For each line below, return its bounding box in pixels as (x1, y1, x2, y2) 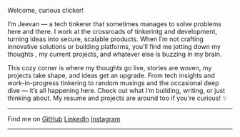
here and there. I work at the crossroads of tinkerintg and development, (7, 28, 218, 35)
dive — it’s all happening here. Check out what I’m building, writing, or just (7, 87, 226, 94)
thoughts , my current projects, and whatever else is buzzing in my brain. (7, 50, 222, 58)
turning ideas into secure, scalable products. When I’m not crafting (7, 35, 204, 43)
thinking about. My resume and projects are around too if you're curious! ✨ (7, 94, 229, 102)
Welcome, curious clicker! (7, 6, 84, 14)
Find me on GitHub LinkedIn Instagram (7, 115, 121, 123)
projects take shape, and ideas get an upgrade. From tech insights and (7, 71, 216, 80)
